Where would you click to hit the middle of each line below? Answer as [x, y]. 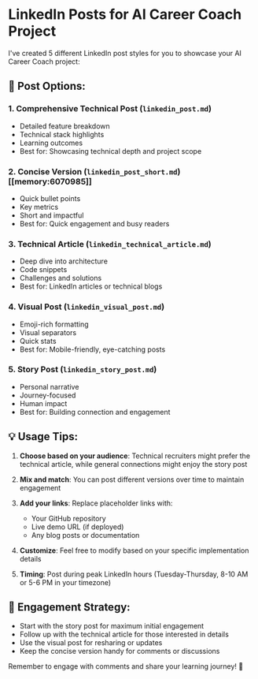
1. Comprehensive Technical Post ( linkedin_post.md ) [110, 109]
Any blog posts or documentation [85, 535]
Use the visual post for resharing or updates [91, 643]
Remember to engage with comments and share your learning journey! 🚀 [126, 666]
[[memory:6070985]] [50, 181]
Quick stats [38, 341]
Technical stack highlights [62, 134]
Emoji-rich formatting [54, 324]
